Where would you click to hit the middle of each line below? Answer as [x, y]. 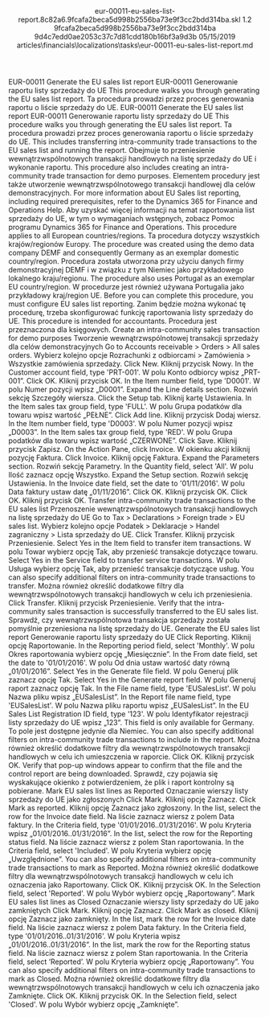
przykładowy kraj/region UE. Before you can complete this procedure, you [131, 295]
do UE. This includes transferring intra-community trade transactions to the [133, 141]
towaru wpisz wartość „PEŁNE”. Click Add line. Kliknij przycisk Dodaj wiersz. [134, 415]
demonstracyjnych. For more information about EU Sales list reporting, [125, 193]
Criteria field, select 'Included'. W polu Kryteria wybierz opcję [110, 851]
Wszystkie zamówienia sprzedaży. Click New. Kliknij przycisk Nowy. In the [131, 364]
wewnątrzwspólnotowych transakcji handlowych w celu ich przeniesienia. [130, 594]
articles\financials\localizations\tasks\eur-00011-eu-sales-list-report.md [135, 45]
